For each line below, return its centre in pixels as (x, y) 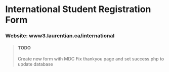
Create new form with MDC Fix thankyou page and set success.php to (91, 59)
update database (35, 64)
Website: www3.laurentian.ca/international (60, 36)
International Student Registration (78, 9)
